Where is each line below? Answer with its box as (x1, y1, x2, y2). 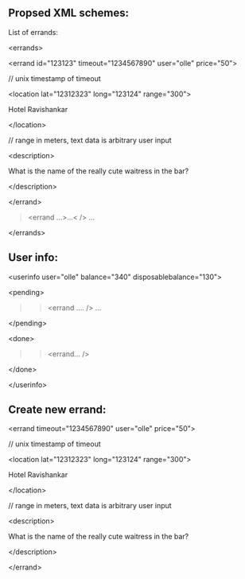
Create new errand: (8, 403, 107, 417)
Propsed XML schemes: (8, 6, 130, 20)
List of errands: (8, 27, 58, 37)
